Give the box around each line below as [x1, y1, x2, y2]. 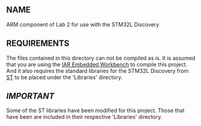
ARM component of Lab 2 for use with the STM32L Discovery [6, 20, 159, 28]
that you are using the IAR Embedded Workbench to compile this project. [6, 60, 188, 68]
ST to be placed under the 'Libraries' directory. [6, 74, 123, 81]
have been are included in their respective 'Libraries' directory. [6, 113, 162, 121]
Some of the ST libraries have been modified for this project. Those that [6, 107, 185, 114]
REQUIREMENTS [6, 39, 69, 49]
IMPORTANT [6, 91, 54, 101]
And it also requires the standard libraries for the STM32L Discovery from [6, 67, 189, 74]
